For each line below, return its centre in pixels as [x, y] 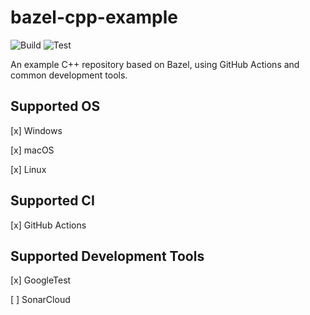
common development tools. [69, 75]
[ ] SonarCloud [40, 300]
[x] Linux [28, 169]
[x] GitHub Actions [48, 225]
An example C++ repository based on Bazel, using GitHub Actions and [155, 64]
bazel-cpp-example [94, 17]
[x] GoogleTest [41, 280]
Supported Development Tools [107, 256]
